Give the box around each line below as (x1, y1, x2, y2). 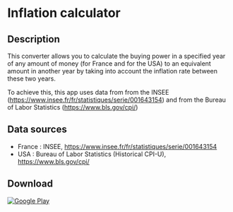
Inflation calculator (7, 5, 121, 21)
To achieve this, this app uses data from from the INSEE (7, 88, 169, 96)
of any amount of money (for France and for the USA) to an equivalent (7, 59, 212, 68)
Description (7, 33, 60, 45)
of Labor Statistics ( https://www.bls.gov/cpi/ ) (7, 103, 138, 111)
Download (7, 178, 53, 190)
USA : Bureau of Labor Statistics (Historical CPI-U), (17, 150, 167, 158)
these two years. (7, 74, 56, 83)
